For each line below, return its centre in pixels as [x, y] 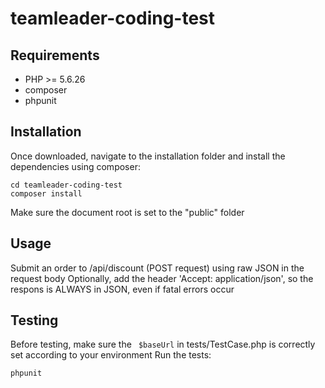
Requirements [55, 55]
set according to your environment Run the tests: [111, 355]
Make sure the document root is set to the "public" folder [127, 212]
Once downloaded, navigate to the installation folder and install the [148, 156]
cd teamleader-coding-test [66, 185]
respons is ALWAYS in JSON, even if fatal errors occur [122, 289]
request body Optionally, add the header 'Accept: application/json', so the [162, 278]
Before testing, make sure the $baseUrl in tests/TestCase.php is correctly [163, 344]
